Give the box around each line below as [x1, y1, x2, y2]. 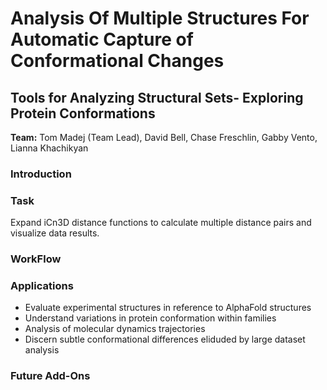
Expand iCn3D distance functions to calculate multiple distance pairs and [10, 217, 312, 229]
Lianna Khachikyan [10, 142, 89, 154]
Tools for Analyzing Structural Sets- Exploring [10, 89, 304, 106]
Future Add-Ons [10, 369, 91, 383]
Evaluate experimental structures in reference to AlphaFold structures [24, 302, 312, 314]
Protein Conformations [10, 105, 156, 122]
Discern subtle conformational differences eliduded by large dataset [24, 333, 306, 346]
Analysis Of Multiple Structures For [10, 7, 310, 30]
